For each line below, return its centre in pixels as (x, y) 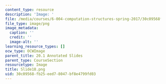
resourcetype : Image (26, 65)
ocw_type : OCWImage (25, 51)
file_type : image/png (27, 23)
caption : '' (22, 33)
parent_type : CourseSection (34, 60)
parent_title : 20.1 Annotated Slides (44, 56)
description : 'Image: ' (30, 14)
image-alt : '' (24, 42)
